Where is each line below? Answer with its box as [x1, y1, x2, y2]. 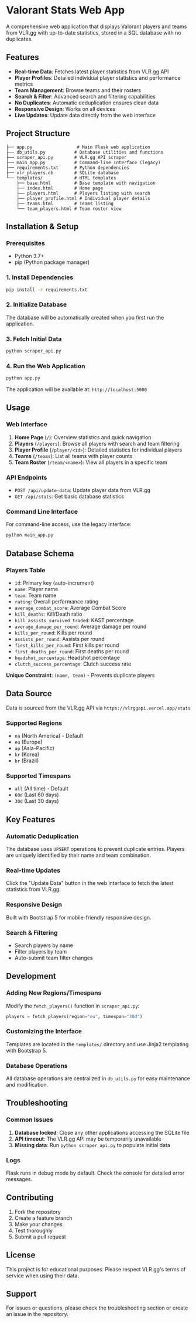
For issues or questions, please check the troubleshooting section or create [6, 1304, 188, 1311]
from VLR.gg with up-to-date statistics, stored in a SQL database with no [6, 29, 181, 36]
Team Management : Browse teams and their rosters [14, 86, 142, 94]
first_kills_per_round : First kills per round [14, 642, 119, 649]
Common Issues [6, 1115, 54, 1124]
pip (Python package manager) [14, 259, 90, 266]
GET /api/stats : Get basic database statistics [14, 493, 125, 500]
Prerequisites [6, 239, 45, 247]
